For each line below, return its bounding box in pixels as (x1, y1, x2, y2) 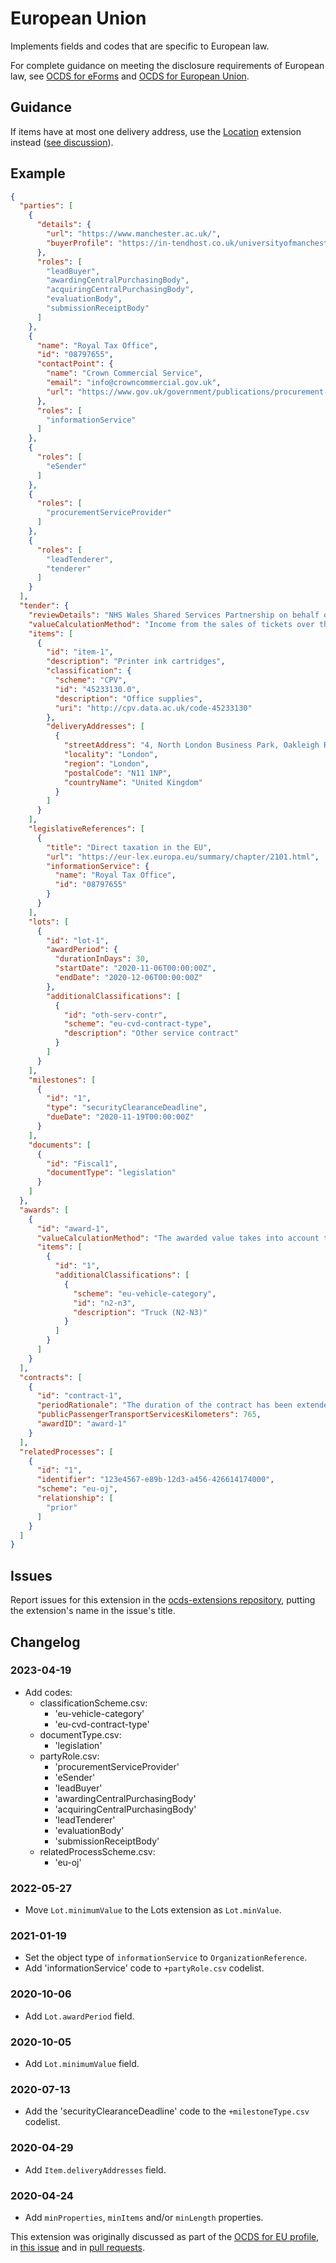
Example (10, 165, 66, 182)
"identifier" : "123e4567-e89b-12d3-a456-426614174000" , (36, 1475, 275, 1485)
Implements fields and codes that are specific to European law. (10, 40, 270, 52)
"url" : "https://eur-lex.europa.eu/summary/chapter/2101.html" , (46, 852, 320, 862)
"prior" (46, 1502, 78, 1512)
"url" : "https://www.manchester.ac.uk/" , (46, 229, 222, 239)
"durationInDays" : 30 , (54, 954, 150, 964)
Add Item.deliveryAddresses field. (24, 2163, 167, 2176)
